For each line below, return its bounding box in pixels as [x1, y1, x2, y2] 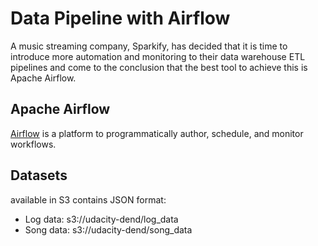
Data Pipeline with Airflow [10, 7, 231, 30]
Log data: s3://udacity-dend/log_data [24, 213, 179, 225]
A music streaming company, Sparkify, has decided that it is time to [10, 40, 288, 52]
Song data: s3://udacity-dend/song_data [24, 223, 193, 236]
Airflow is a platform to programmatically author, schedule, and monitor [10, 127, 304, 139]
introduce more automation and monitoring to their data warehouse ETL [10, 50, 306, 62]
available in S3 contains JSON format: [10, 193, 167, 206]
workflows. [10, 138, 57, 150]
